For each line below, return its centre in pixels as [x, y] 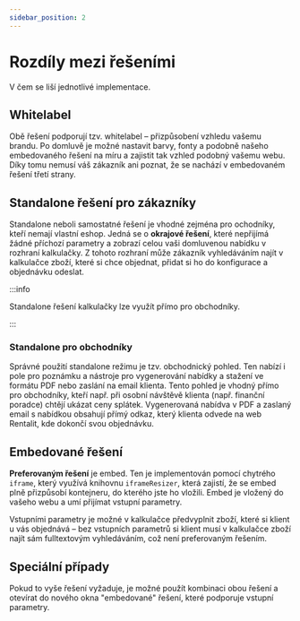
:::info [20, 289]
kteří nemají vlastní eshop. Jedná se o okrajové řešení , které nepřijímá [139, 234]
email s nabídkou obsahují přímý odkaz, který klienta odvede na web [136, 414]
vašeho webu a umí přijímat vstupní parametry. [96, 502]
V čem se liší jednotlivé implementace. [80, 87]
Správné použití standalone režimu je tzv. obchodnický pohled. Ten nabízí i [147, 367]
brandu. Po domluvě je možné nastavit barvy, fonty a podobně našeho [139, 146]
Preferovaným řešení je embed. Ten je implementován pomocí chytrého [142, 474]
